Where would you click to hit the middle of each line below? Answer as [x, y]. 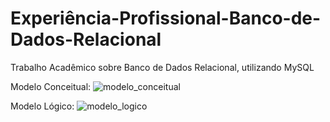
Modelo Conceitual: [51, 86]
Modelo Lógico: [42, 106]
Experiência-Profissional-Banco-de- [166, 18]
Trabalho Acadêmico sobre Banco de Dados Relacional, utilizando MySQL [162, 67]
